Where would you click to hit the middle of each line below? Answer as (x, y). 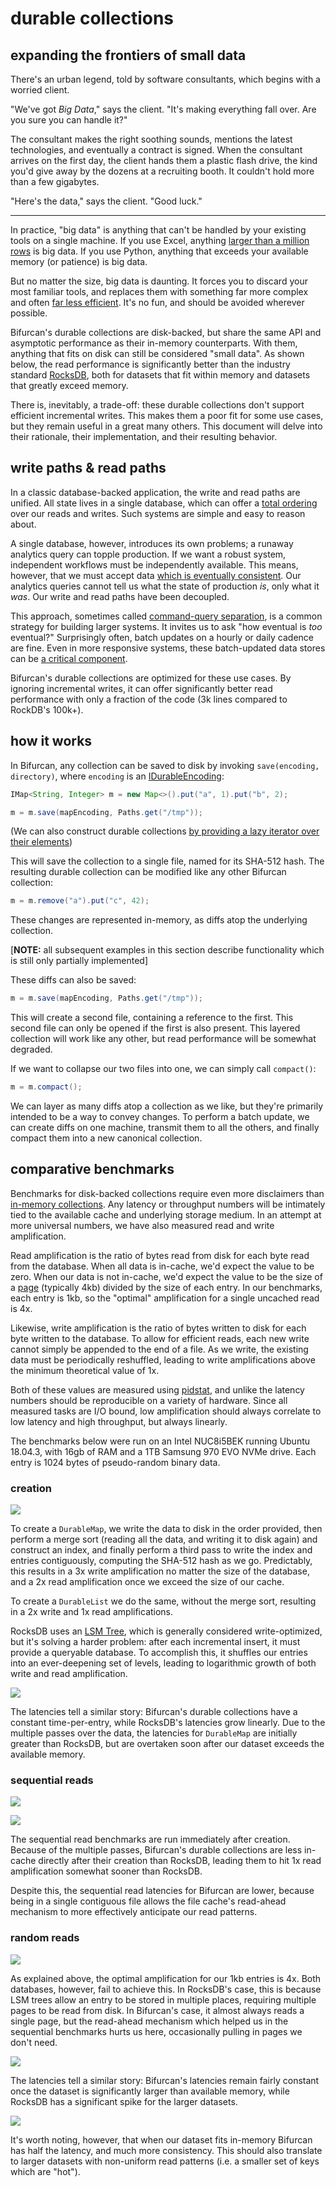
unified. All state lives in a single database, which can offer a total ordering (164, 503)
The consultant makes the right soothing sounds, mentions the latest (151, 139)
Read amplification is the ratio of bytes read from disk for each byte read (160, 1255)
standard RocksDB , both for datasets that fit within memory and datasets (160, 375)
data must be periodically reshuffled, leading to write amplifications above (163, 1359)
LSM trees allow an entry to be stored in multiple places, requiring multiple (163, 1999)
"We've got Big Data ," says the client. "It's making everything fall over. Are (163, 109)
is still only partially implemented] (79, 961)
